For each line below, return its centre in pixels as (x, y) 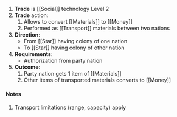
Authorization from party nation (63, 61)
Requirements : (33, 54)
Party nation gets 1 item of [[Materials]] (73, 73)
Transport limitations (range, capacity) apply (70, 108)
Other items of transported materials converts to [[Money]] (97, 80)
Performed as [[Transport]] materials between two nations (97, 28)
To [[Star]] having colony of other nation (74, 48)
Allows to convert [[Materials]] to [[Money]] (78, 22)
